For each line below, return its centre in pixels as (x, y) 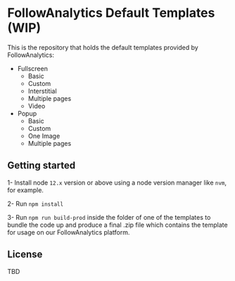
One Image (44, 136)
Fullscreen (32, 68)
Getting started (42, 166)
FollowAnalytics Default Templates (111, 13)
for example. (26, 190)
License (25, 255)
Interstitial (43, 91)
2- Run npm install (36, 204)
